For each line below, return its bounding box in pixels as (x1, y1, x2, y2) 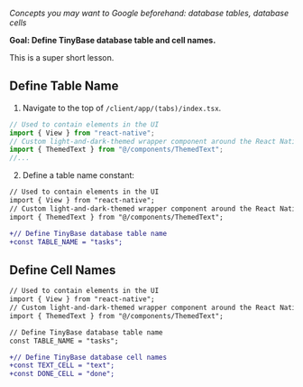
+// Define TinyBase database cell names (9, 353, 168, 362)
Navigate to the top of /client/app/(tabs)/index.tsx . (22, 102, 222, 113)
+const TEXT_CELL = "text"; (9, 361, 115, 370)
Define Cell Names (9, 262, 116, 278)
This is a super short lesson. (9, 52, 115, 62)
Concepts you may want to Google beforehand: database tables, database (9, 8, 289, 18)
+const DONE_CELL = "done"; (9, 370, 115, 379)
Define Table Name (9, 79, 119, 94)
